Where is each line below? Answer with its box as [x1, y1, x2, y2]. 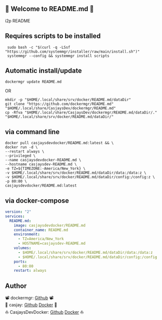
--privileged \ [5, 153, 36, 158]
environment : [14, 232, 40, 237]
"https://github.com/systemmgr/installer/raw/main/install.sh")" [5, 49, 140, 54]
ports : [14, 259, 27, 264]
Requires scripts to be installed [5, 32, 101, 40]
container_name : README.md [14, 227, 68, 232]
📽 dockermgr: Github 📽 [5, 295, 54, 301]
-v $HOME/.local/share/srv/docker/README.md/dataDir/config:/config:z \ [5, 175, 155, 180]
